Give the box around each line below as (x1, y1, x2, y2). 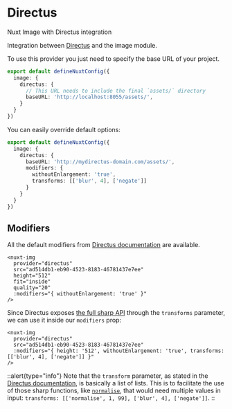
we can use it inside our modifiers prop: (7, 316, 122, 325)
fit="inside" (13, 278, 51, 285)
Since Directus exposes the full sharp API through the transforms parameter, (7, 309, 225, 317)
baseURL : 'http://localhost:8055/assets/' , (25, 93, 154, 101)
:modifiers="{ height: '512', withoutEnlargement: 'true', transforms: (13, 347, 225, 354)
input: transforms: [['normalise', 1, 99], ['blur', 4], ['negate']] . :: (7, 394, 215, 402)
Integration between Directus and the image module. (7, 41, 157, 49)
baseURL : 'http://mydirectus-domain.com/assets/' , (25, 158, 175, 165)
